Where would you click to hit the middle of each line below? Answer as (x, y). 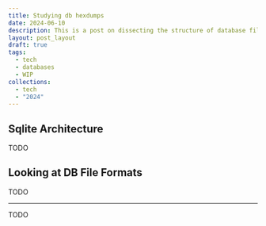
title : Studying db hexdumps (56, 15)
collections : (30, 82)
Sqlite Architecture (56, 129)
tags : (17, 52)
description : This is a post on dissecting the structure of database (127, 30)
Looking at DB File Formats (75, 172)
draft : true (28, 45)
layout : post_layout (42, 38)
